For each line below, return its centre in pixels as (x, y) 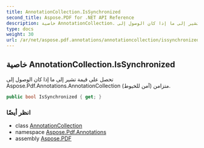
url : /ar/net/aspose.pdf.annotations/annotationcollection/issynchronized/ (104, 40)
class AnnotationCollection (49, 126)
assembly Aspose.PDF (43, 138)
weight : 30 (20, 35)
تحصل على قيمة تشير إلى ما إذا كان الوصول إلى (60, 79)
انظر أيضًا (19, 112)
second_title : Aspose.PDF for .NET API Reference (70, 18)
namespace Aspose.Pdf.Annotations (61, 132)
